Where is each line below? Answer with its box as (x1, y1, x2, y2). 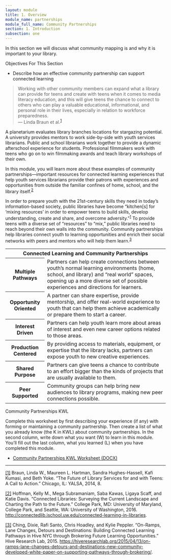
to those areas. (47, 332, 83, 339)
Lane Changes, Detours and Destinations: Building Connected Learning (5, 527, 155, 534)
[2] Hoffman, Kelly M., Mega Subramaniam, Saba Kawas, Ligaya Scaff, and (5, 490, 162, 497)
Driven (17, 329, 34, 336)
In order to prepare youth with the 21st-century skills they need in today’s (5, 198, 159, 204)
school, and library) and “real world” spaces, (47, 271, 154, 278)
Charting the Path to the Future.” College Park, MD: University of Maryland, (5, 501, 163, 508)
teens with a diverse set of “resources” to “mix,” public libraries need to (5, 220, 155, 227)
